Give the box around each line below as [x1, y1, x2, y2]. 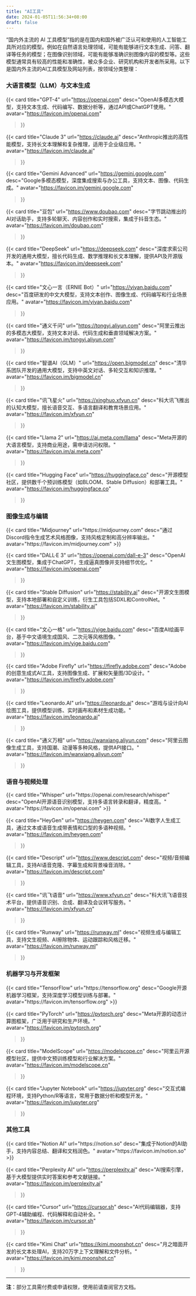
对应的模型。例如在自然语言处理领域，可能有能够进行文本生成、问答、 [16, 43, 185, 50]
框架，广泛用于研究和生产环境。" [16, 1017, 96, 1025]
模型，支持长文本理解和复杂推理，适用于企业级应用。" [10, 140, 142, 147]
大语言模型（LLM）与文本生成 [6, 81, 90, 90]
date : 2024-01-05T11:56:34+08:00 [6, 14, 87, 20]
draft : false [6, 19, 38, 25]
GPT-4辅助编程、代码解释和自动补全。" [6, 1211, 101, 1218]
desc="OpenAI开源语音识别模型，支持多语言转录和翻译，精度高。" [6, 798, 167, 805]
